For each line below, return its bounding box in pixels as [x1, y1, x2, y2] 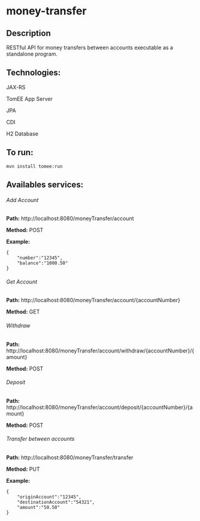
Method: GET [6, 308, 40, 315]
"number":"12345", [17, 255, 63, 261]
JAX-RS [6, 83, 26, 91]
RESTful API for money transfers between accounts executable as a [6, 44, 174, 51]
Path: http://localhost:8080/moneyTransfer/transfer [6, 454, 134, 461]
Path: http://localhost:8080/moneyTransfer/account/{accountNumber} [6, 297, 181, 304]
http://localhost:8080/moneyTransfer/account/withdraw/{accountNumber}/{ [6, 347, 195, 354]
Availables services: [6, 180, 84, 190]
